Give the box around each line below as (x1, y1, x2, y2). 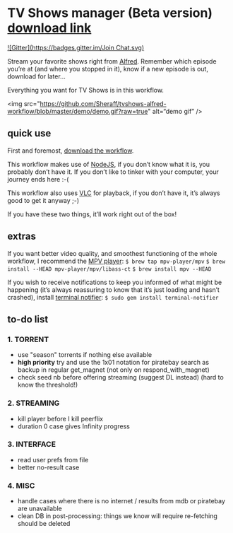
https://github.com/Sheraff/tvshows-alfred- (40, 99, 167, 107)
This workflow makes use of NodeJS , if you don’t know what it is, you (7, 160, 210, 168)
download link (7, 20, 92, 36)
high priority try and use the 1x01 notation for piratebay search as (17, 358, 210, 367)
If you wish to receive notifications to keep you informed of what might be (7, 278, 222, 286)
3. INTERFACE (7, 440, 56, 450)
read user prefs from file (17, 455, 89, 464)
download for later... (7, 72, 66, 81)
